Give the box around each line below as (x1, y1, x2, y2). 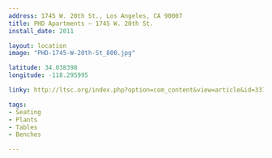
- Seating (8, 108, 42, 116)
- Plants (8, 115, 38, 124)
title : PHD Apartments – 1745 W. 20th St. (8, 19, 154, 28)
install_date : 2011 (8, 27, 74, 35)
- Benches (8, 130, 42, 139)
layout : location (8, 41, 67, 49)
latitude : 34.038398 (8, 64, 79, 72)
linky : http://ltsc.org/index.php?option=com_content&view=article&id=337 (8, 86, 266, 94)
